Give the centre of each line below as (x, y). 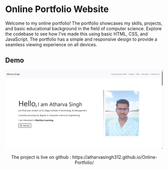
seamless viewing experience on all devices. (51, 44)
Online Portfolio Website (57, 9)
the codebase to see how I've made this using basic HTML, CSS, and (76, 34)
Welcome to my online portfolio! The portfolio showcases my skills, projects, (84, 23)
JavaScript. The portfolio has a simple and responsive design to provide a (81, 39)
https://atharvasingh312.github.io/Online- (115, 157)
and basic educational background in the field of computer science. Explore (83, 28)
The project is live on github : (41, 157)
